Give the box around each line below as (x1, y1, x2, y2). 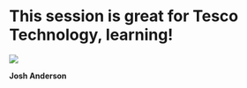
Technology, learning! (9, 25, 174, 45)
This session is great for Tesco (9, 6, 239, 26)
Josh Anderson (9, 70, 67, 81)
